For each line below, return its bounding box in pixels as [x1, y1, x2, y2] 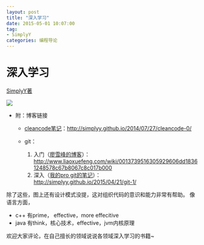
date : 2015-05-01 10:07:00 [6, 20, 75, 26]
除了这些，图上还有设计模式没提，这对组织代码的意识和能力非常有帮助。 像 [6, 190, 195, 198]
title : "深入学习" [6, 15, 50, 21]
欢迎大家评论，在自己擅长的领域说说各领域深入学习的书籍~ [6, 232, 155, 239]
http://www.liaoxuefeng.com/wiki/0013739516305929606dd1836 [33, 157, 198, 165]
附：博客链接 [15, 111, 48, 119]
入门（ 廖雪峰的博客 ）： [33, 151, 90, 158]
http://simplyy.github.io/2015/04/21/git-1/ [33, 178, 137, 186]
